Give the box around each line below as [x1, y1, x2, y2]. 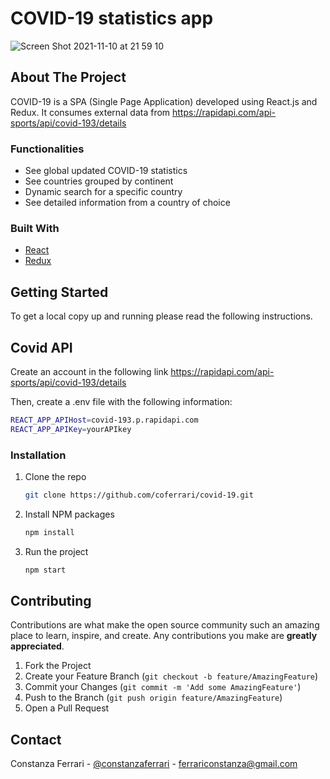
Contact [10, 731, 62, 748]
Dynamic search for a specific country [24, 186, 183, 198]
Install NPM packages [24, 508, 115, 520]
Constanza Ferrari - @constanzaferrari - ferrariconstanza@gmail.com [10, 758, 298, 770]
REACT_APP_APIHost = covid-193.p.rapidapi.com [10, 415, 199, 425]
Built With [10, 221, 60, 235]
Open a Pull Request [24, 702, 110, 714]
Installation [10, 448, 67, 462]
